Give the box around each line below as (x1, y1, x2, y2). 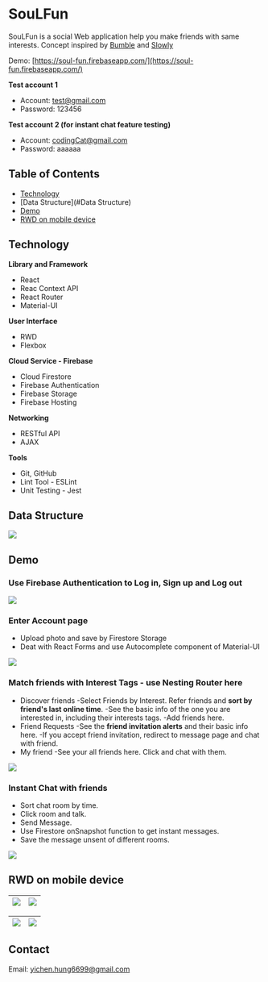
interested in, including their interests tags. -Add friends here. (19, 713, 225, 722)
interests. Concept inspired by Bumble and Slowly (8, 40, 174, 49)
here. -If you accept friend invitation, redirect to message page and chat (19, 730, 260, 739)
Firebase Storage (19, 389, 78, 398)
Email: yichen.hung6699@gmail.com (8, 964, 130, 974)
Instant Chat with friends (8, 782, 108, 793)
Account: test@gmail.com (19, 95, 106, 105)
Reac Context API (19, 283, 79, 293)
